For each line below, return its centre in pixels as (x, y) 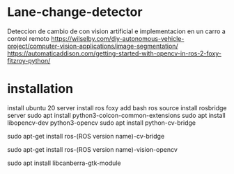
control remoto (29, 38)
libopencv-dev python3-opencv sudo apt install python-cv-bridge (102, 123)
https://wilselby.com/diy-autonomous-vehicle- (118, 38)
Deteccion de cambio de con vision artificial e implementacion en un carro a (117, 31)
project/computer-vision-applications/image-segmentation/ (93, 46)
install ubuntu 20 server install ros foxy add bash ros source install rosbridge (117, 107)
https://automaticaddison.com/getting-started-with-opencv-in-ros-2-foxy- (114, 53)
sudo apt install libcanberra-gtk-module (64, 163)
